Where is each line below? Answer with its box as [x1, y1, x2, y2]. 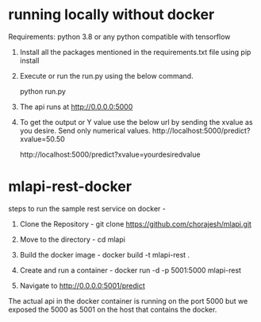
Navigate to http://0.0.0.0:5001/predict [19, 281, 145, 290]
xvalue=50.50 [19, 134, 65, 144]
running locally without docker [8, 6, 215, 24]
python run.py [19, 86, 66, 96]
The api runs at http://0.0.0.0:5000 [19, 102, 133, 111]
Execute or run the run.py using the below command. [19, 71, 194, 80]
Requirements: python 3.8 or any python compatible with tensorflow [8, 32, 231, 41]
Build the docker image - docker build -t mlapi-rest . [19, 250, 190, 259]
